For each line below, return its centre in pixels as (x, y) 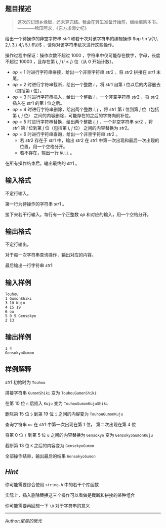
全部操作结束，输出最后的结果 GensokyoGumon (51, 456)
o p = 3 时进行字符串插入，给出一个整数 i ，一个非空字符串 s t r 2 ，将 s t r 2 (85, 97)
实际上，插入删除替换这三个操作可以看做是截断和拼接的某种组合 (70, 495)
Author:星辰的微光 (23, 521)
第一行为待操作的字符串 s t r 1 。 (36, 204)
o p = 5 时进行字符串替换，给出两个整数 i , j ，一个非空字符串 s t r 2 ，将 (83, 122)
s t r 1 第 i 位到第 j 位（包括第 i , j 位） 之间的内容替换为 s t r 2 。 (72, 128)
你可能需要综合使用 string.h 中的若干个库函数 (52, 484)
